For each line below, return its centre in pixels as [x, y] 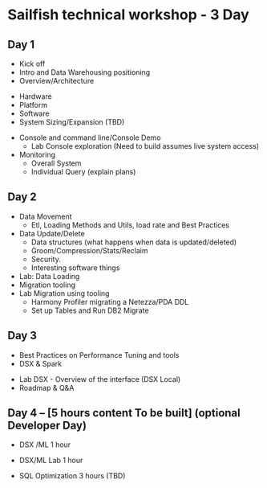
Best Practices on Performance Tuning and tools [99, 355]
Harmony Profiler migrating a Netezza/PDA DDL [110, 301]
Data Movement [46, 216]
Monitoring [37, 155]
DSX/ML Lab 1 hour [51, 461]
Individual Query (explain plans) [83, 172]
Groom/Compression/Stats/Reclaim [89, 250]
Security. [46, 259]
